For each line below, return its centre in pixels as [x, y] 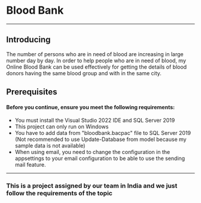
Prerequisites [32, 92]
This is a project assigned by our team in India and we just [92, 186]
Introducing [28, 40]
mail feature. [30, 165]
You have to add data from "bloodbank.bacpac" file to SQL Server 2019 [103, 133]
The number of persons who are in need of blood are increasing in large [95, 54]
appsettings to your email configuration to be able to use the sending [100, 158]
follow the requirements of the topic [59, 193]
